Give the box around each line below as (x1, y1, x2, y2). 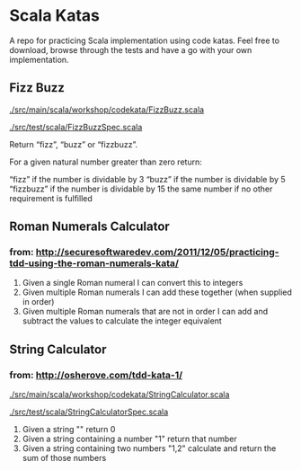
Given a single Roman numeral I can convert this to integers (22, 278, 243, 288)
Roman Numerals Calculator (9, 219, 171, 235)
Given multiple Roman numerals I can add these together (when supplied (22, 287, 292, 297)
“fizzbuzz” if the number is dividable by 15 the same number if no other (9, 183, 273, 194)
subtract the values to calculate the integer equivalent (22, 315, 222, 326)
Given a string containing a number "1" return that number (22, 433, 238, 445)
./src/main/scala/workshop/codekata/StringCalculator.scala (9, 389, 230, 400)
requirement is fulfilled (9, 192, 93, 203)
